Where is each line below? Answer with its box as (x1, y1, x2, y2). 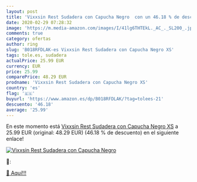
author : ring (6, 42, 38, 48)
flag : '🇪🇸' (6, 90, 35, 96)
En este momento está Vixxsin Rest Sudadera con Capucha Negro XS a (6, 123, 179, 130)
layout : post (6, 8, 38, 15)
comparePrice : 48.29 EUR (6, 74, 67, 80)
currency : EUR (6, 63, 41, 69)
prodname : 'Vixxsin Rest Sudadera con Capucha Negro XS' (6, 80, 148, 86)
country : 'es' (6, 85, 41, 91)
